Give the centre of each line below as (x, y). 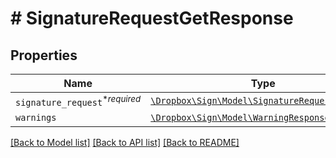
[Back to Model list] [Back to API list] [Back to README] (125, 143)
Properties (44, 55)
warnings (36, 118)
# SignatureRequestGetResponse (152, 18)
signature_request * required (78, 101)
